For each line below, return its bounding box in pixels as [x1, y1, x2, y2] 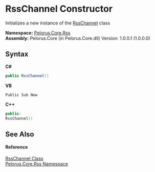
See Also [5, 130, 34, 138]
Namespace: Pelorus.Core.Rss [5, 30, 71, 36]
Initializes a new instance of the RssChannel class [5, 20, 110, 26]
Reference [5, 144, 28, 150]
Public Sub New [5, 92, 38, 97]
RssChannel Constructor [5, 3, 113, 15]
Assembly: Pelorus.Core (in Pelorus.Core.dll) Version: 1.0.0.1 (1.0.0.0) [5, 35, 150, 41]
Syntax [5, 50, 29, 59]
